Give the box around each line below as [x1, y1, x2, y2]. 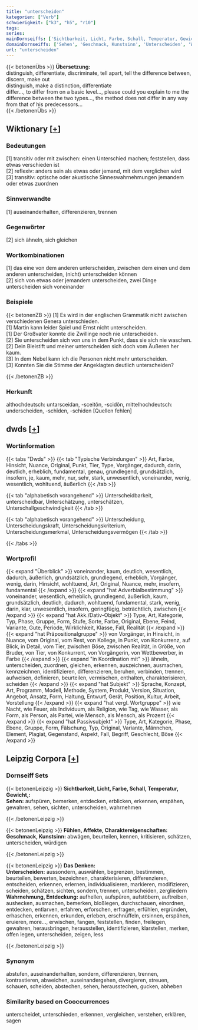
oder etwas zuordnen [6, 180, 58, 187]
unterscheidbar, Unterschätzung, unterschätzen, [6, 498, 124, 505]
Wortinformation [6, 442, 55, 450]
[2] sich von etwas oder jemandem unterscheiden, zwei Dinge [6, 277, 157, 284]
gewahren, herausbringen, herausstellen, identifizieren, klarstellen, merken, [6, 925, 190, 932]
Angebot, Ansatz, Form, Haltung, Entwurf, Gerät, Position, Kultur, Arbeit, [6, 693, 181, 700]
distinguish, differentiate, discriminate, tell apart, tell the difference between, [6, 69, 192, 77]
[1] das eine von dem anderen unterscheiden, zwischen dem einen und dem [6, 265, 190, 272]
